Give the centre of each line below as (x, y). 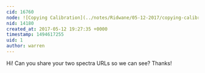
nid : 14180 (20, 23)
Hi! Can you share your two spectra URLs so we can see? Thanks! (89, 63)
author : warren (26, 46)
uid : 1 (15, 40)
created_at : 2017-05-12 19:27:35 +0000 (57, 29)
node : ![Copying (27, 18)
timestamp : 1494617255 (35, 35)
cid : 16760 (20, 12)
